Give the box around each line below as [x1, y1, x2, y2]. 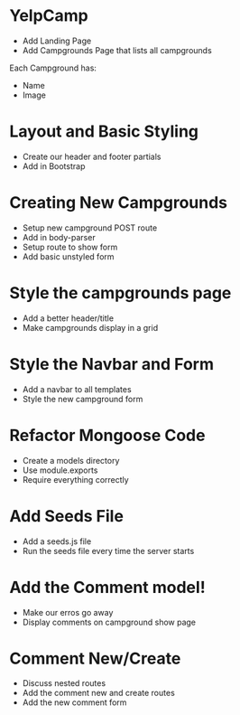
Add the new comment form [22, 697, 127, 708]
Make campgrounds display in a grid [22, 322, 159, 333]
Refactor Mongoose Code [9, 425, 206, 446]
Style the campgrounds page [9, 283, 232, 303]
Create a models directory [22, 455, 120, 466]
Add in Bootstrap [22, 160, 86, 172]
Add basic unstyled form [22, 250, 115, 262]
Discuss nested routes [22, 678, 106, 689]
